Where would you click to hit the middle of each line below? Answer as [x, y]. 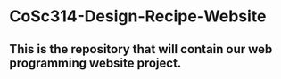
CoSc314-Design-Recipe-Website [138, 16]
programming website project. [95, 63]
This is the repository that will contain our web [141, 49]
